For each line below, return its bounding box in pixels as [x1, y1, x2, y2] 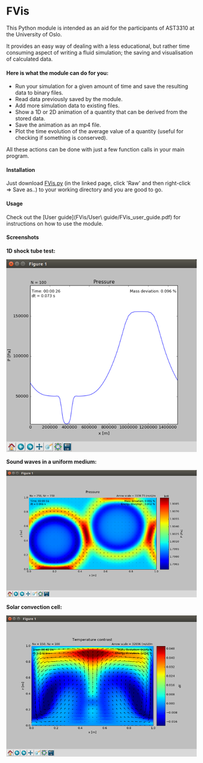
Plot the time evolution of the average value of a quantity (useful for [14, 128, 184, 135]
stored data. [14, 115, 45, 122]
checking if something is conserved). [14, 134, 108, 142]
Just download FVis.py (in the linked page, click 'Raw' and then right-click [6, 180, 191, 187]
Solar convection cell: [6, 603, 62, 610]
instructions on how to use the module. [6, 220, 104, 227]
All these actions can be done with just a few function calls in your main [6, 146, 185, 153]
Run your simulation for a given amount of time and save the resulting [14, 83, 188, 90]
